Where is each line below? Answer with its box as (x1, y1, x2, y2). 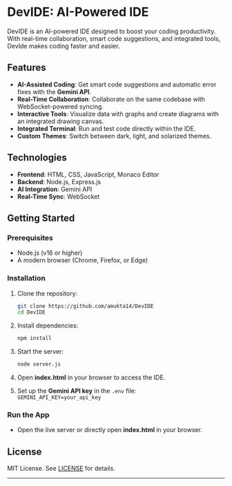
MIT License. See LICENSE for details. (7, 465, 115, 473)
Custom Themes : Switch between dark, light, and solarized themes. (17, 132, 212, 140)
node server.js (17, 361, 61, 368)
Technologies (7, 152, 68, 163)
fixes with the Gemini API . (17, 87, 92, 96)
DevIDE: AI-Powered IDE (7, 4, 149, 20)
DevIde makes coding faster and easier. (7, 42, 120, 50)
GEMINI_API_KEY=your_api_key (17, 394, 101, 402)
